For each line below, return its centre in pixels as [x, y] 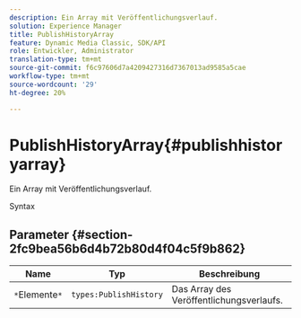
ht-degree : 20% [38, 93]
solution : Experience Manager [66, 26]
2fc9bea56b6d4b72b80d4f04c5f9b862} [128, 248]
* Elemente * [38, 295]
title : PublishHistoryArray [62, 34]
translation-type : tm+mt [56, 59]
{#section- [102, 234]
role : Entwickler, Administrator [72, 51]
